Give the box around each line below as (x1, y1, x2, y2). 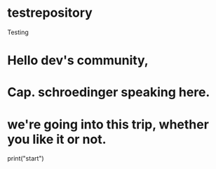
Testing (7, 28, 29, 36)
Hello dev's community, (7, 52, 149, 68)
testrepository (7, 5, 93, 21)
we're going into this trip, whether (7, 117, 209, 132)
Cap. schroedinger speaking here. (7, 84, 210, 101)
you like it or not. (7, 131, 107, 147)
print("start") (7, 154, 44, 163)
